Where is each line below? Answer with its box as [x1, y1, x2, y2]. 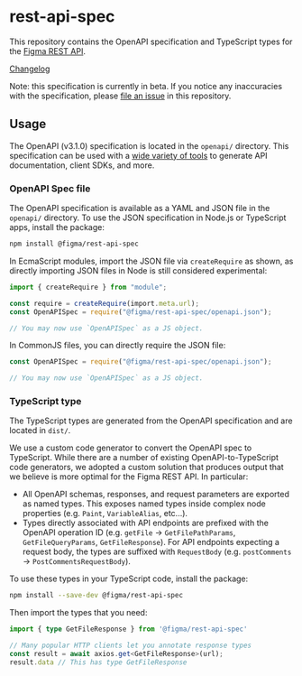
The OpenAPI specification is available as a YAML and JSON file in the [9, 203, 270, 214]
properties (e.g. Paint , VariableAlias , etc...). [22, 508, 188, 519]
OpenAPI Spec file [9, 182, 91, 195]
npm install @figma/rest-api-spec [9, 239, 140, 249]
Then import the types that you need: [9, 607, 148, 618]
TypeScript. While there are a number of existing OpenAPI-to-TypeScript [9, 452, 279, 463]
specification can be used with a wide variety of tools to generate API [9, 150, 268, 161]
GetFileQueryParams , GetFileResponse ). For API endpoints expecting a [22, 537, 279, 548]
